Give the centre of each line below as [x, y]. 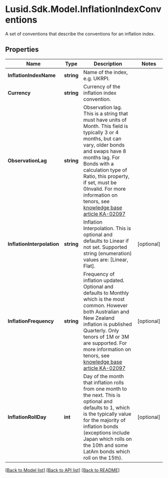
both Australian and [106, 311]
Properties [22, 49]
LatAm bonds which [107, 451]
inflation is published [108, 324]
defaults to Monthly [106, 293]
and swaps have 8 [105, 151]
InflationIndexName [32, 75]
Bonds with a [98, 164]
